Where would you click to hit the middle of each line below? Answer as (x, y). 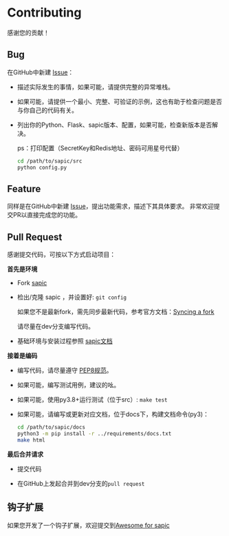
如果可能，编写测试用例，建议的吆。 (68, 385)
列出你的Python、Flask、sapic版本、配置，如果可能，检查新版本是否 (115, 125)
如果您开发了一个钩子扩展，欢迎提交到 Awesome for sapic (88, 525)
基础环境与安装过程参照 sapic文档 (65, 341)
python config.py (42, 167)
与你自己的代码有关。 (47, 110)
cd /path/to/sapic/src (50, 161)
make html (31, 440)
